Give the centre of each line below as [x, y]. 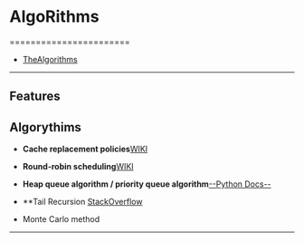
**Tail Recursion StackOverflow [82, 202]
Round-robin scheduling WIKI [78, 167]
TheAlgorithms [50, 59]
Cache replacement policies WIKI [85, 149]
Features [35, 97]
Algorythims [45, 127]
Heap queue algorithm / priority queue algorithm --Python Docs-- [147, 184]
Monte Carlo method [61, 219]
